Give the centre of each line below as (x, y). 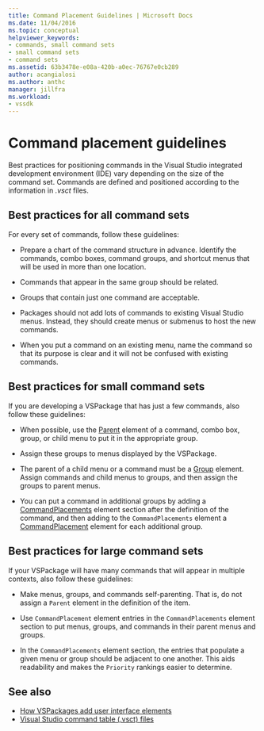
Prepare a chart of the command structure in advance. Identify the (128, 250)
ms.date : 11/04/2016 (42, 23)
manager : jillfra (37, 89)
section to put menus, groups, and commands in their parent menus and (138, 626)
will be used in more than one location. (83, 266)
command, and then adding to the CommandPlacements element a (123, 518)
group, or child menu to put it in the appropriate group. (109, 438)
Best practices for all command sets (99, 215)
